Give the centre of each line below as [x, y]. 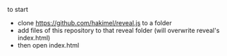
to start [18, 9]
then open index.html [48, 45]
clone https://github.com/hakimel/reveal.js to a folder [94, 23]
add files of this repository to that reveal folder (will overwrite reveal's [118, 30]
